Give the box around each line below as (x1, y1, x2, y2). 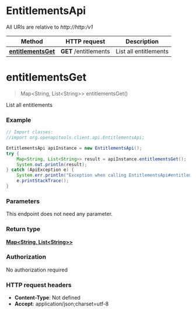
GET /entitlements (60, 47, 110, 55)
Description (125, 37, 159, 45)
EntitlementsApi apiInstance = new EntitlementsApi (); (6, 145, 142, 151)
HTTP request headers (6, 281, 72, 289)
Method (20, 37, 43, 45)
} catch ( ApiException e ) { (6, 167, 75, 173)
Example (6, 116, 32, 124)
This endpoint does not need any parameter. (6, 211, 113, 218)
